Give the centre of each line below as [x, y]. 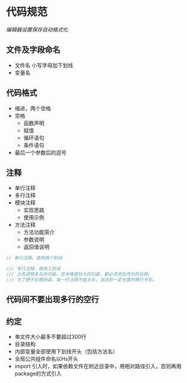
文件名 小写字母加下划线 [44, 65]
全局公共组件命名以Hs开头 [46, 359]
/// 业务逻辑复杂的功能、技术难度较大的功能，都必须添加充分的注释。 [79, 275]
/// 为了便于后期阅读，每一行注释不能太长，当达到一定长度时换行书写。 [81, 280]
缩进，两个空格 [33, 108]
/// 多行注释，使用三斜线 [33, 269]
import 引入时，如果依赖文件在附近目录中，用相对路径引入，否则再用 [98, 367]
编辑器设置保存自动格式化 [37, 29]
